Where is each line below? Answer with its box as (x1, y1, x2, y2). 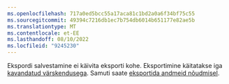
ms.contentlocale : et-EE (7, 29, 80, 37)
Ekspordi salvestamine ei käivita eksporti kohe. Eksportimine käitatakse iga (7, 62, 223, 69)
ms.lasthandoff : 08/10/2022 (7, 36, 89, 43)
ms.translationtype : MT (7, 23, 77, 30)
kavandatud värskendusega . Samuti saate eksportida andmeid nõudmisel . (7, 69, 220, 77)
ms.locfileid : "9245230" (7, 42, 80, 49)
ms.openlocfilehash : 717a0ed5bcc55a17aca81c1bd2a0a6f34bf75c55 (7, 10, 195, 17)
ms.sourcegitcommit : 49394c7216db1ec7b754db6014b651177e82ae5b (7, 17, 195, 24)
